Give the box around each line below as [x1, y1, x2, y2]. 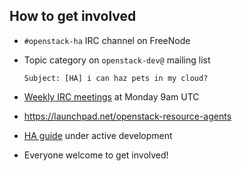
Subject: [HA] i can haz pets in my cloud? [23, 73, 209, 83]
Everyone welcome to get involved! [23, 149, 169, 161]
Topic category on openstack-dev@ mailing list [23, 54, 211, 66]
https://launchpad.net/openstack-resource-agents [23, 110, 232, 122]
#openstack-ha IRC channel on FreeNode [23, 34, 191, 46]
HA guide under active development [23, 129, 173, 141]
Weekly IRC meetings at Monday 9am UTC [23, 90, 200, 103]
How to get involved [9, 8, 137, 25]
